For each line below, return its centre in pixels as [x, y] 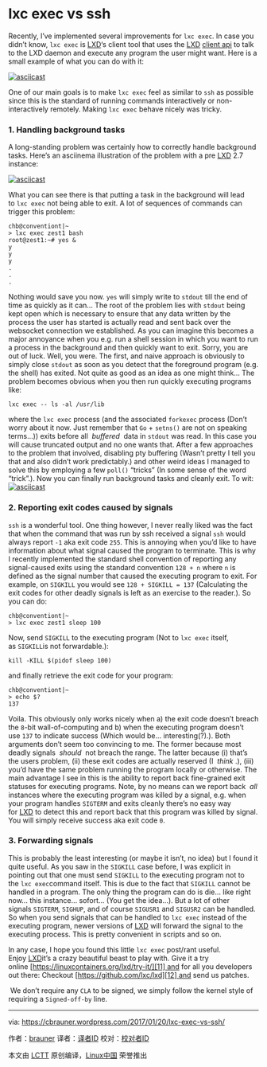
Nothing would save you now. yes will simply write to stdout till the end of [128, 297]
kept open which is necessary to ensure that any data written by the [120, 314]
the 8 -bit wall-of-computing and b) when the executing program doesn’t [126, 727]
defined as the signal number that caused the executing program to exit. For [133, 576]
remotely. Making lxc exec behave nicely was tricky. [136, 109]
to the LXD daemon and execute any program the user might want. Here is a [133, 53]
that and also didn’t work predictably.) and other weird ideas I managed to [129, 462]
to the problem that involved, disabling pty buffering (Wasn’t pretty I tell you [132, 453]
